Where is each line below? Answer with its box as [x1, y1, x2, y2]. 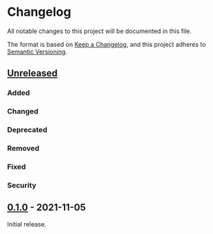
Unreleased [7, 67, 58, 79]
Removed [7, 144, 40, 153]
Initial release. [7, 220, 47, 228]
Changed [7, 107, 39, 116]
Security [7, 180, 36, 190]
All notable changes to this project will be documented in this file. [7, 27, 192, 35]
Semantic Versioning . [7, 47, 67, 56]
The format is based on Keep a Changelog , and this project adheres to [7, 40, 206, 48]
